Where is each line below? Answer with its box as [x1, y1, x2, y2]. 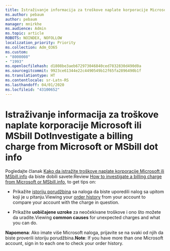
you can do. [12, 220, 38, 226]
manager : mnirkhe [5, 21, 42, 27]
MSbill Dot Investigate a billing [5, 130, 133, 142]
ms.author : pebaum [5, 12, 44, 17]
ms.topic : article [5, 31, 44, 36]
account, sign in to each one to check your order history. [5, 240, 123, 246]
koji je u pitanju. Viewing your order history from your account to [12, 194, 146, 200]
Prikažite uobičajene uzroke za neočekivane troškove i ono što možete [12, 209, 161, 215]
